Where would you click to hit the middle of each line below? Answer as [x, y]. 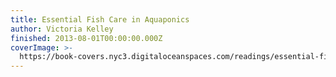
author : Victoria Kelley [62, 29]
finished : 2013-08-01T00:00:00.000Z [86, 38]
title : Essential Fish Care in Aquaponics [100, 19]
